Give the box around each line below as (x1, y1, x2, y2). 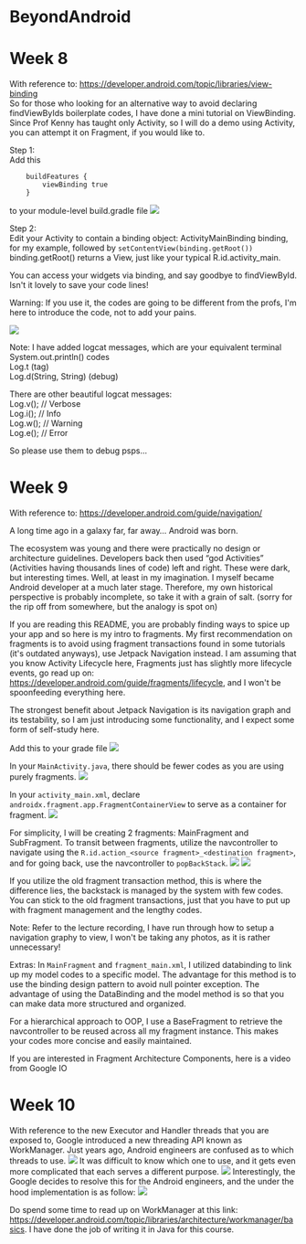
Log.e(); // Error (9, 428, 69, 439)
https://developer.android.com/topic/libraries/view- (79, 79, 272, 90)
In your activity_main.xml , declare (9, 789, 141, 801)
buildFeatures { (26, 172, 89, 182)
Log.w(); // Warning (9, 418, 83, 429)
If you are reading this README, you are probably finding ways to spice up (9, 619, 290, 630)
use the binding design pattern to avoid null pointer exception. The (9, 979, 260, 990)
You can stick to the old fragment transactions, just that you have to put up (9, 895, 290, 906)
